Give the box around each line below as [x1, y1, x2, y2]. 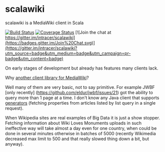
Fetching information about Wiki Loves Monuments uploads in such [5, 120, 142, 126]
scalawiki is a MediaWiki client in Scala [5, 20, 84, 26]
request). [5, 105, 24, 111]
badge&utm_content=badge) [5, 55, 64, 61]
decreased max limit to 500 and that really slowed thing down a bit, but [5, 136, 149, 142]
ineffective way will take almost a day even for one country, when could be [5, 125, 157, 131]
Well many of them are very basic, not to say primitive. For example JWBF [5, 84, 155, 90]
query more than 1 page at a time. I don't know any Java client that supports [5, 95, 160, 101]
